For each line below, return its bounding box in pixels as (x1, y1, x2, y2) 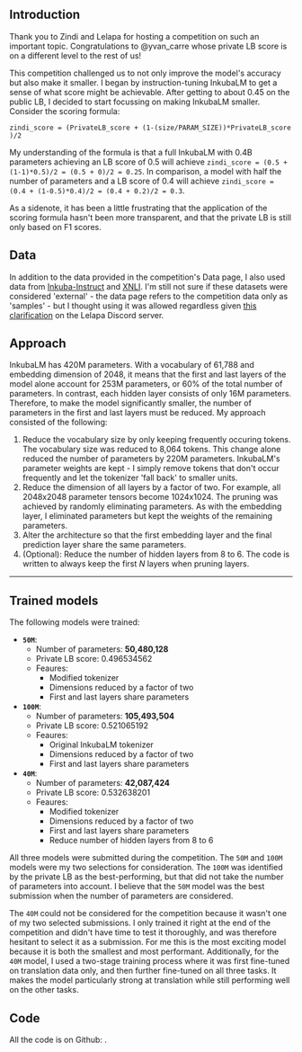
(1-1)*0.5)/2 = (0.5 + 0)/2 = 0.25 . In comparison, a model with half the (9, 165, 282, 176)
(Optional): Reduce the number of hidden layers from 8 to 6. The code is (22, 548, 290, 560)
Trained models (9, 593, 99, 608)
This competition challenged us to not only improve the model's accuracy (9, 67, 281, 78)
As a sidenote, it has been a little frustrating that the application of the (9, 202, 268, 213)
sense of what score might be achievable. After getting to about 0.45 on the (9, 86, 290, 97)
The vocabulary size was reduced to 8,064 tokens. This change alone (22, 444, 281, 455)
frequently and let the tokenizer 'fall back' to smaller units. (22, 472, 238, 484)
